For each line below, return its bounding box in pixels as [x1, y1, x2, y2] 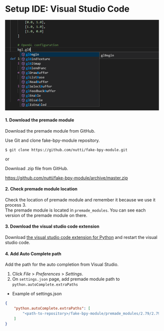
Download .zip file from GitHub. [5, 165, 68, 171]
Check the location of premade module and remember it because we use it [5, 196, 156, 203]
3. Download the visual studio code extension [5, 223, 100, 230]
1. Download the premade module [5, 117, 74, 123]
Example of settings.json [12, 291, 62, 297]
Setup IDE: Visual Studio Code [5, 3, 130, 15]
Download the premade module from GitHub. [5, 128, 96, 134]
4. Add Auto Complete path [5, 251, 62, 256]
